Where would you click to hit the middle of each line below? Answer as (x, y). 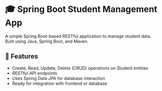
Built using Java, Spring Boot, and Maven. (47, 41)
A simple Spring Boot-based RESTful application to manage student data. (78, 36)
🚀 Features (22, 57)
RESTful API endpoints (34, 73)
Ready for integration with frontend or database (60, 83)
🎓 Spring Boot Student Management (81, 9)
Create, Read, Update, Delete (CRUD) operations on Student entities (80, 68)
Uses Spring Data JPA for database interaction (58, 78)
